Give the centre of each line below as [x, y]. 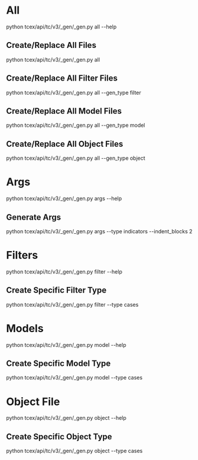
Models [25, 328]
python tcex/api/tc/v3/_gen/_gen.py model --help [66, 345]
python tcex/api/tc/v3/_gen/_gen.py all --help [61, 27]
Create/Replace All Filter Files [62, 78]
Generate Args [34, 217]
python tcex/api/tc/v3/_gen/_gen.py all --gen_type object [76, 158]
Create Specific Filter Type [56, 290]
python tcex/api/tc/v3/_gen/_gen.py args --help [64, 198]
